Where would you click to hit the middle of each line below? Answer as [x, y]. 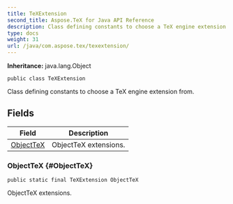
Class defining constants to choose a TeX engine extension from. [101, 92]
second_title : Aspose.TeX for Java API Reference [81, 20]
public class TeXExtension [46, 79]
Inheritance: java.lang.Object [50, 66]
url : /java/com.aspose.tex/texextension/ [68, 46]
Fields [21, 113]
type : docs [23, 33]
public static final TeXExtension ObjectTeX [73, 180]
